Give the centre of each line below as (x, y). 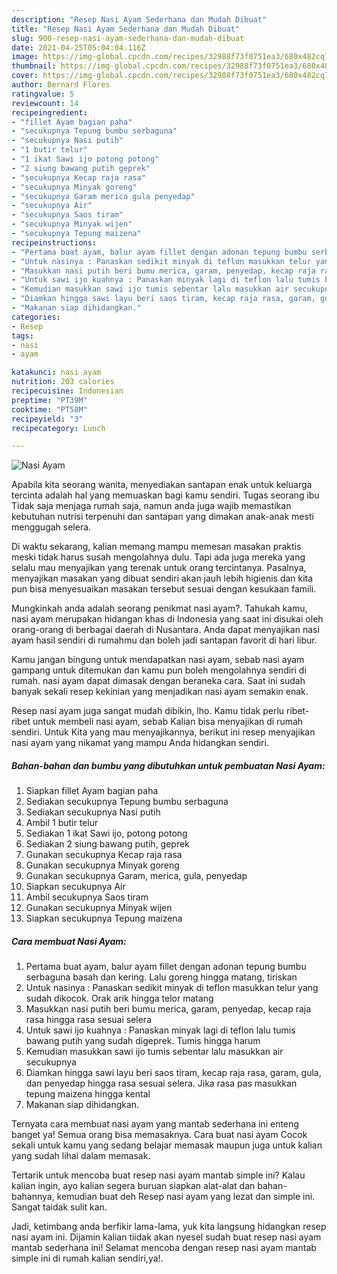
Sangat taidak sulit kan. (59, 1207)
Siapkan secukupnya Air (75, 887)
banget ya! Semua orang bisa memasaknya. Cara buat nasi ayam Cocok (159, 1135)
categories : (36, 317)
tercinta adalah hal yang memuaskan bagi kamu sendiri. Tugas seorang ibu (165, 495)
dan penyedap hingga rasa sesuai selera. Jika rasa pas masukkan (161, 1083)
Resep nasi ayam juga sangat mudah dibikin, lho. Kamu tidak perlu (148, 711)
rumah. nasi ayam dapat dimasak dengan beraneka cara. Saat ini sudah (158, 681)
